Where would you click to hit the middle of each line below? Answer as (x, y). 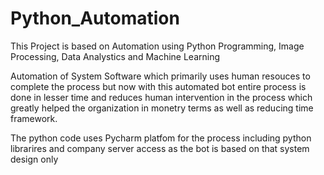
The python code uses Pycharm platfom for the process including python (161, 138)
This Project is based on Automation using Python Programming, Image (157, 46)
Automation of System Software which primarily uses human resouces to (160, 76)
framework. (34, 118)
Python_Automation (95, 18)
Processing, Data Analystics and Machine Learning (115, 56)
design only (34, 159)
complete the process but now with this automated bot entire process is (158, 86)
